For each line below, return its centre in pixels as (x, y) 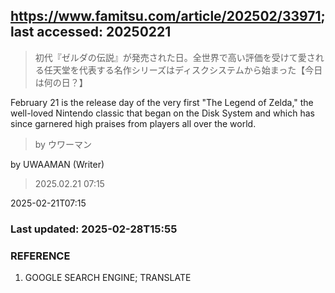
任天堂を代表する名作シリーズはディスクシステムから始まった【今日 (183, 70)
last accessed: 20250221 (91, 32)
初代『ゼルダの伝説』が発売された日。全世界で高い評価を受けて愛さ (175, 57)
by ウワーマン (63, 144)
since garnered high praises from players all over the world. (133, 123)
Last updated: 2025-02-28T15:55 (94, 229)
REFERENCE (40, 256)
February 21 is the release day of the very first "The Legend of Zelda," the (162, 102)
